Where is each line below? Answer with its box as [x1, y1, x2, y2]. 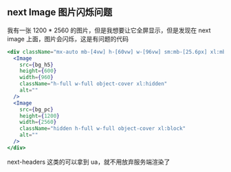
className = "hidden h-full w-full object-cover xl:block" [19, 125, 186, 132]
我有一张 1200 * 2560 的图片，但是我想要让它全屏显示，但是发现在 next [7, 26, 211, 34]
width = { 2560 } [19, 119, 57, 126]
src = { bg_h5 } [19, 61, 54, 68]
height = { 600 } [19, 67, 57, 74]
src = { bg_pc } [19, 106, 54, 113]
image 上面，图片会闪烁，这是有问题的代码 [7, 34, 129, 43]
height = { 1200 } [19, 112, 60, 119]
